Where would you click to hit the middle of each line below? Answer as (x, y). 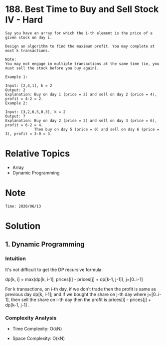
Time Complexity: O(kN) (37, 328)
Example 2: (16, 103)
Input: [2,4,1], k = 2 (29, 85)
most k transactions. (28, 50)
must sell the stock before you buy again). (52, 68)
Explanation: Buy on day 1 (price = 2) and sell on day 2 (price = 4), (81, 94)
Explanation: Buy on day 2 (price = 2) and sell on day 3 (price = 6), (81, 120)
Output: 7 (15, 116)
